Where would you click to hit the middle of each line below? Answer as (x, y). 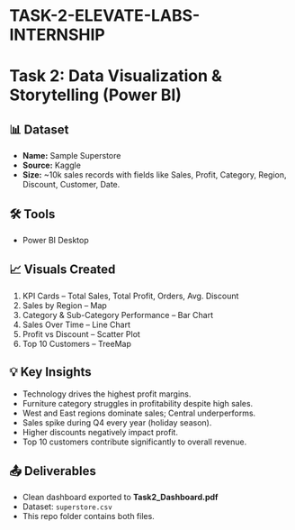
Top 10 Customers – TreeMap (77, 343)
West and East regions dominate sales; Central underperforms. (139, 413)
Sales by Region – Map (65, 305)
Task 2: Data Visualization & (116, 76)
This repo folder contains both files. (88, 516)
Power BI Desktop (55, 240)
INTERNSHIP (57, 35)
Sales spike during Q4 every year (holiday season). (117, 422)
